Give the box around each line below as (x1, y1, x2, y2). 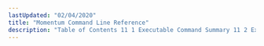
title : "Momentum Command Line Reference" (8, 19, 149, 27)
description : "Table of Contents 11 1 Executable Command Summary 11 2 (8, 26, 247, 34)
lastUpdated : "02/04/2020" (8, 11, 97, 19)
